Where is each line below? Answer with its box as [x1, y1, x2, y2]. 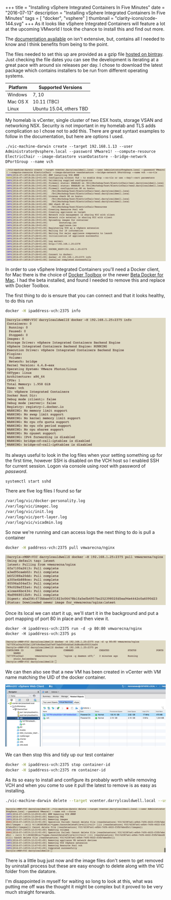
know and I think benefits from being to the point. [5, 41, 109, 47]
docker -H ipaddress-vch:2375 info [5, 308, 81, 314]
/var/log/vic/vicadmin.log [5, 520, 63, 525]
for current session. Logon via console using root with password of [5, 462, 146, 469]
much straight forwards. [5, 889, 56, 895]
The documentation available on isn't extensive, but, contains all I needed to [5, 36, 165, 42]
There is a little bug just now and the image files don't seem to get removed [5, 858, 164, 864]
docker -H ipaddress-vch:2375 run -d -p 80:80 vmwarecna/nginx [5, 626, 142, 631]
